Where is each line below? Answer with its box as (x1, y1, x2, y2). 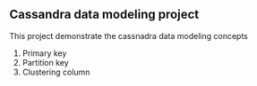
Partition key (21, 57, 69, 67)
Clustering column (21, 66, 90, 77)
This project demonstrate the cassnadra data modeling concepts (9, 30, 249, 41)
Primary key (21, 48, 67, 59)
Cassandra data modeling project (9, 7, 200, 22)
